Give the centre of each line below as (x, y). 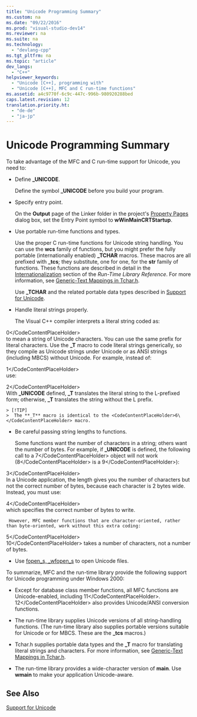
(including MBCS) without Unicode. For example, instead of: (79, 358)
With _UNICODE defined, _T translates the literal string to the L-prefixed (93, 393)
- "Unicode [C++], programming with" (58, 83)
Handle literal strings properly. (51, 310)
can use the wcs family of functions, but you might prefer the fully (95, 249)
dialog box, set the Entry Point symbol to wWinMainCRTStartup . (93, 220)
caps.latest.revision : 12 (38, 99)
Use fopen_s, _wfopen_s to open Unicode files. (72, 561)
